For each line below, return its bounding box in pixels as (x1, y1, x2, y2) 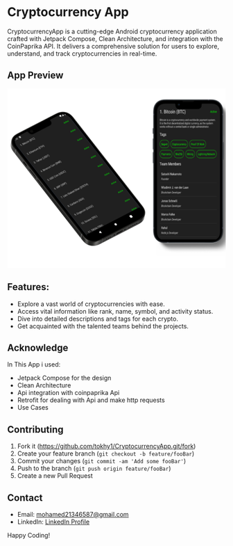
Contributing (7, 424, 64, 435)
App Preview (7, 70, 64, 81)
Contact (7, 492, 43, 504)
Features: (7, 281, 50, 293)
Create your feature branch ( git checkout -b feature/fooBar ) (17, 449, 195, 458)
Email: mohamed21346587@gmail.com (17, 510, 130, 518)
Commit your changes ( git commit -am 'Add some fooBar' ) (17, 457, 187, 465)
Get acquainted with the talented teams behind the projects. (17, 321, 189, 330)
